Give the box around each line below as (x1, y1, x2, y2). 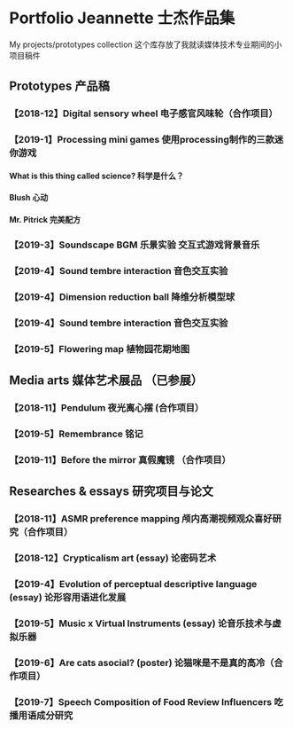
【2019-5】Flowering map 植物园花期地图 (9, 342, 190, 355)
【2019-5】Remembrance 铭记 (9, 427, 143, 440)
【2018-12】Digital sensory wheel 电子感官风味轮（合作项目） (9, 107, 279, 120)
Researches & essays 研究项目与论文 (9, 484, 214, 499)
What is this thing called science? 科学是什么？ (9, 170, 184, 181)
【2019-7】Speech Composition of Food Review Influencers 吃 (9, 695, 283, 708)
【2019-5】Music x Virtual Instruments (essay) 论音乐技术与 (9, 617, 273, 630)
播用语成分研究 (9, 709, 73, 721)
